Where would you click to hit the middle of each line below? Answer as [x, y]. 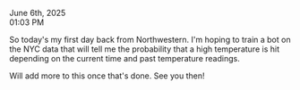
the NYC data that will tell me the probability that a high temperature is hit [145, 49]
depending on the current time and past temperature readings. [124, 58]
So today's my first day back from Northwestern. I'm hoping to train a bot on [150, 40]
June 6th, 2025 [38, 13]
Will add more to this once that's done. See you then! [107, 76]
